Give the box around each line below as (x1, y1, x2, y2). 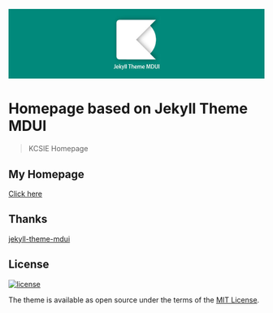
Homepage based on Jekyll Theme (8, 99, 248, 118)
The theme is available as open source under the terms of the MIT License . (8, 294, 260, 305)
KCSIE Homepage (28, 144, 89, 154)
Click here (8, 189, 43, 198)
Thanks (8, 212, 48, 226)
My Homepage (8, 167, 85, 181)
